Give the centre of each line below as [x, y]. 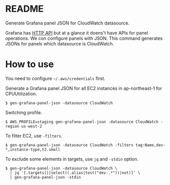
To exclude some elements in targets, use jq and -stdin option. [72, 159]
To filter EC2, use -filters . [34, 136]
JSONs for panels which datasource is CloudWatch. [60, 43]
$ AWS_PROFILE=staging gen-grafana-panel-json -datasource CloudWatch [82, 122]
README [25, 9]
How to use [30, 64]
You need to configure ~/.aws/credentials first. [55, 78]
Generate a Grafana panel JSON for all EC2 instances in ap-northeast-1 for [84, 88]
